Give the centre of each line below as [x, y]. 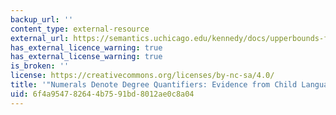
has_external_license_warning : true [86, 57]
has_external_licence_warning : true [86, 47]
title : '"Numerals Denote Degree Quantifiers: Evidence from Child [154, 85]
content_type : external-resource [80, 29]
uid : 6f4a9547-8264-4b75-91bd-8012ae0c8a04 [102, 94]
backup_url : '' [42, 19]
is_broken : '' [40, 66]
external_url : [40, 38]
